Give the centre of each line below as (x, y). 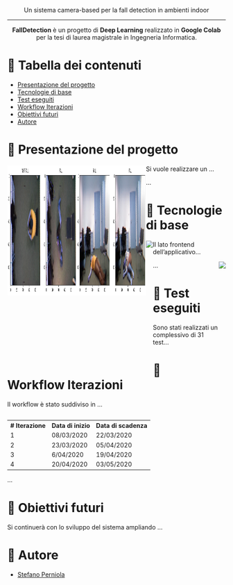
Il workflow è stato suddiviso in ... (55, 404)
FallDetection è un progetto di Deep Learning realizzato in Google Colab (116, 30)
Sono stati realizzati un (185, 327)
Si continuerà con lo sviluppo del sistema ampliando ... (85, 527)
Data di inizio (71, 426)
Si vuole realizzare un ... (180, 169)
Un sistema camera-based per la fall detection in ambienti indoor (116, 10)
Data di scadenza (122, 426)
